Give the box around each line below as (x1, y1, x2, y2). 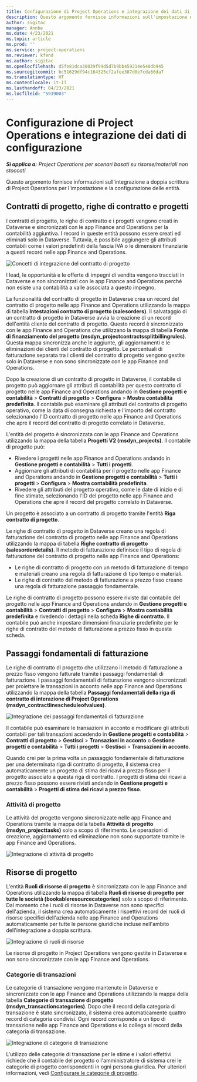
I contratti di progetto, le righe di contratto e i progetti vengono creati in (6, 217, 178, 224)
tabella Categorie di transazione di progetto (6, 996, 114, 1004)
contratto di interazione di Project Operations (6, 695, 118, 702)
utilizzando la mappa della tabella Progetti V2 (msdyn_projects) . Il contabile (6, 437, 191, 444)
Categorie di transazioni (6, 971, 76, 979)
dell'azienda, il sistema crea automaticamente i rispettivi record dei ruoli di (6, 908, 186, 915)
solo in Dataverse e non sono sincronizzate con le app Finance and (6, 357, 168, 365)
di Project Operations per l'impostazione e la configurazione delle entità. (6, 184, 181, 191)
